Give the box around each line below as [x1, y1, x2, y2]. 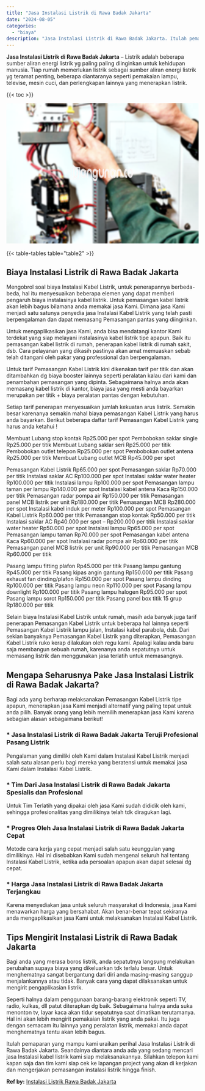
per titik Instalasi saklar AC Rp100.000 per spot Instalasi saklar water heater [6, 473, 196, 480]
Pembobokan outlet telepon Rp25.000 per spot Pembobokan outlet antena [6, 448, 193, 455]
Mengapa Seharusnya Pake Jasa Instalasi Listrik [6, 670, 194, 680]
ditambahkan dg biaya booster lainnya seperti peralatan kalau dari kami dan [6, 372, 197, 379]
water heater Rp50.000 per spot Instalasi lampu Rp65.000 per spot [6, 525, 175, 532]
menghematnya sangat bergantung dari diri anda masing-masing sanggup [6, 971, 193, 978]
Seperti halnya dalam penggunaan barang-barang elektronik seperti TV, [6, 996, 187, 1003]
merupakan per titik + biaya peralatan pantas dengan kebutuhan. [6, 391, 170, 399]
